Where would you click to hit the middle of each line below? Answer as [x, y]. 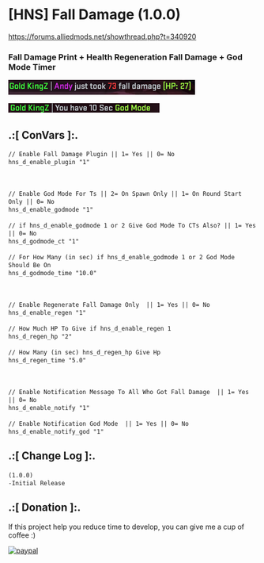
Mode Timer [32, 67]
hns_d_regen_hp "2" [40, 337]
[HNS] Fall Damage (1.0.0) [94, 15]
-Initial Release [37, 483]
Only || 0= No [32, 202]
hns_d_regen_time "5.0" [47, 361]
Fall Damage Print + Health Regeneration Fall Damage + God [126, 57]
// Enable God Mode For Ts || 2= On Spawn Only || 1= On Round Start [125, 194]
